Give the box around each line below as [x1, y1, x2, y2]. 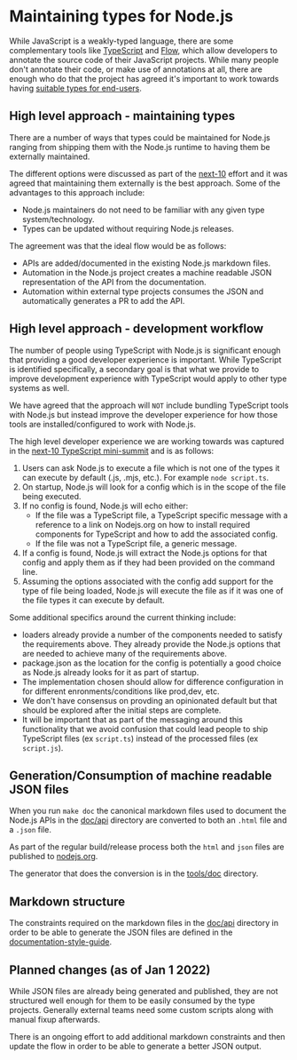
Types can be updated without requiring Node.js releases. [21, 223, 235, 234]
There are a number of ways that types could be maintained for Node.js [9, 132, 270, 143]
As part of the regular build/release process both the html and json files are [9, 841, 285, 852]
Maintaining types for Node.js [9, 6, 233, 27]
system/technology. [21, 213, 95, 224]
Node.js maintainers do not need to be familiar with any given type [21, 204, 265, 215]
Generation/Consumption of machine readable [9, 768, 272, 783]
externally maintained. [9, 151, 90, 162]
